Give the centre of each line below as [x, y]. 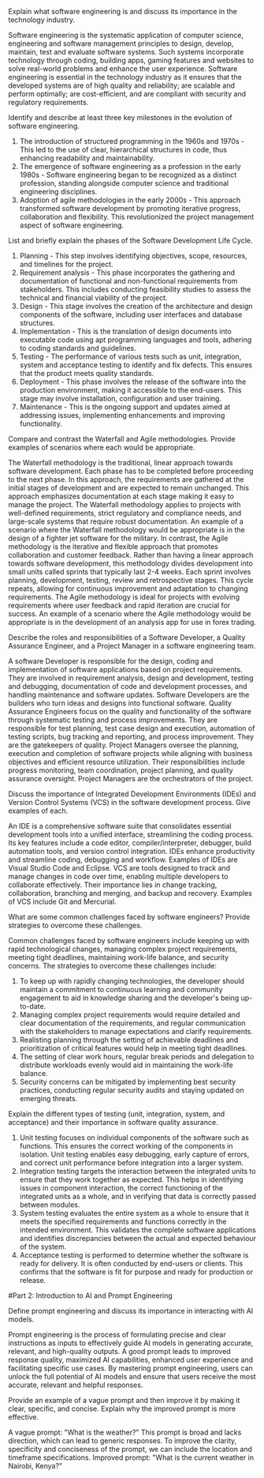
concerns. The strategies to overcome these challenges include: [113, 966]
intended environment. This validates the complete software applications [138, 1230]
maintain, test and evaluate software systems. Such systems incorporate [126, 52]
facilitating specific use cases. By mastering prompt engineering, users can [131, 1368]
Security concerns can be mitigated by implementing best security [128, 1082]
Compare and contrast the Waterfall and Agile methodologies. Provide [122, 439]
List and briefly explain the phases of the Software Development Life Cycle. [130, 241]
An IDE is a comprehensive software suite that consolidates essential [120, 826]
